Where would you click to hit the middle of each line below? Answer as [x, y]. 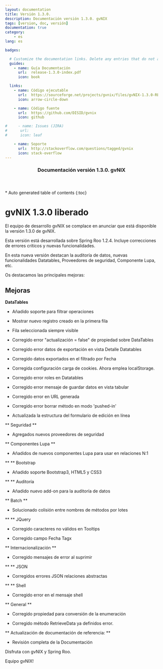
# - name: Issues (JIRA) [34, 126]
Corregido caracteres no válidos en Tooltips [56, 529]
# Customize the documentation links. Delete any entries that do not [82, 59]
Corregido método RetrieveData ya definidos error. [63, 623]
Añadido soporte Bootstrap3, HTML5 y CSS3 [57, 472]
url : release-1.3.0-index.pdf [49, 73]
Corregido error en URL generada [46, 397]
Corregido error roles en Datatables [48, 378]
